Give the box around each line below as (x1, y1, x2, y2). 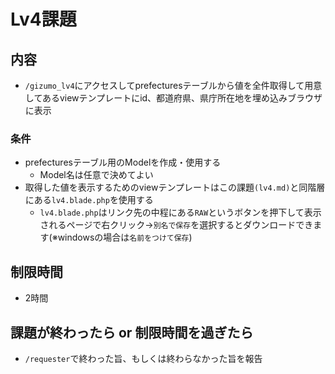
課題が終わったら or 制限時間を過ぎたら (10, 324, 254, 341)
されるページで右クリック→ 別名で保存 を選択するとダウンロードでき (39, 219, 314, 231)
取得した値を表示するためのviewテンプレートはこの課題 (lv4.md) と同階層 (24, 181, 326, 194)
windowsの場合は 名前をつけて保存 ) (57, 231, 193, 244)
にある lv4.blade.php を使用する (24, 194, 154, 206)
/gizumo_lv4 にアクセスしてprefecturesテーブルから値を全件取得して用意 (24, 80, 323, 91)
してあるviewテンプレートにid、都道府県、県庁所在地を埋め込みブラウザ (24, 92, 323, 104)
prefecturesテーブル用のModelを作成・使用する (24, 156, 222, 169)
